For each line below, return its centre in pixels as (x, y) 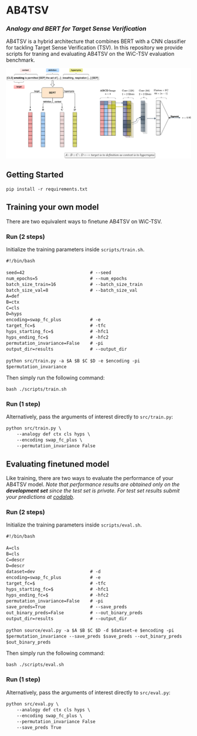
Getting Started (35, 175)
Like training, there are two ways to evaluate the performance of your (90, 478)
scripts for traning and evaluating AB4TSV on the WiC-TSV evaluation (90, 54)
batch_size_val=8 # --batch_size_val (72, 291)
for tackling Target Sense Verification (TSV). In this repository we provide (94, 48)
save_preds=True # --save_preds (67, 607)
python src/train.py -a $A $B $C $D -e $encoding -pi (73, 361)
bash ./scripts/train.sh (36, 389)
